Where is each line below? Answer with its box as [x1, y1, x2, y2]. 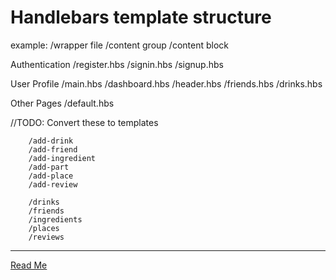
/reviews [28, 232, 65, 242]
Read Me [10, 259, 48, 271]
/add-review [28, 179, 78, 190]
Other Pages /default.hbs [10, 97, 115, 109]
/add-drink [28, 136, 74, 146]
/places [28, 223, 60, 233]
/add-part [28, 162, 70, 172]
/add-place [28, 171, 74, 181]
